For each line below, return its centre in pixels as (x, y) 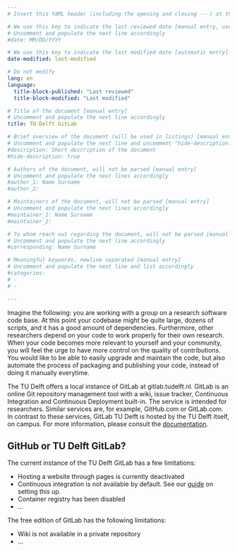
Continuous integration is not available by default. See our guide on (115, 484)
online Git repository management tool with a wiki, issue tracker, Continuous (118, 393)
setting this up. (39, 492)
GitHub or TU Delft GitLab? (67, 446)
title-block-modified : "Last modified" (72, 98)
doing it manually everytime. (48, 372)
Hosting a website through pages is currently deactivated (101, 477)
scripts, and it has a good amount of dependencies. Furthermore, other (110, 327)
